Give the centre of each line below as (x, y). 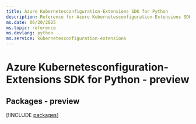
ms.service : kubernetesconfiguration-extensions (66, 38)
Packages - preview (43, 101)
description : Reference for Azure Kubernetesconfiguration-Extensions (94, 17)
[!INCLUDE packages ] (32, 115)
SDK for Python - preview (126, 80)
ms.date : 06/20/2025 (31, 22)
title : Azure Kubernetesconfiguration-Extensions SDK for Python (87, 11)
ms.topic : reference (31, 28)
